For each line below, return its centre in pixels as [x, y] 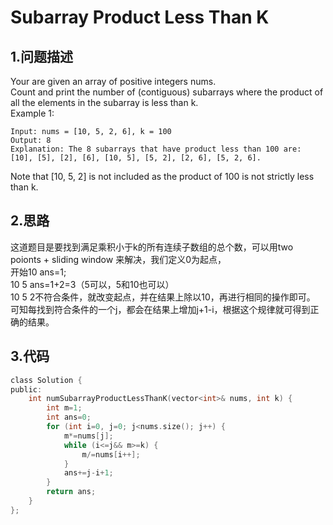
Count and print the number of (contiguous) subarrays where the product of [167, 92]
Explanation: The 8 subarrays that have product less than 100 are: [156, 149]
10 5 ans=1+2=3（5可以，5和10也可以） [92, 284]
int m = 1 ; [64, 408]
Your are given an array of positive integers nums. [113, 81]
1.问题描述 [42, 56]
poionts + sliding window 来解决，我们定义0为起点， [118, 259]
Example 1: [32, 113]
